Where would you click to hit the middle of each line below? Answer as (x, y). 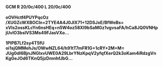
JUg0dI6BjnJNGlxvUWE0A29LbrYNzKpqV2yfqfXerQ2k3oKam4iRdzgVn (81, 53)
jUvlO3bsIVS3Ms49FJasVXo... (37, 33)
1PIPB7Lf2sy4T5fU (25, 43)
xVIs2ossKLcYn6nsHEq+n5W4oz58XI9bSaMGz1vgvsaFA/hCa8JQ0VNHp (82, 28)
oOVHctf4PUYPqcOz (27, 17)
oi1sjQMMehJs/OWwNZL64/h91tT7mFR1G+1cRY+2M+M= (65, 48)
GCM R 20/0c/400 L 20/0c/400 (38, 7)
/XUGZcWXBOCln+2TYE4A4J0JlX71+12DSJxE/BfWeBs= (65, 23)
